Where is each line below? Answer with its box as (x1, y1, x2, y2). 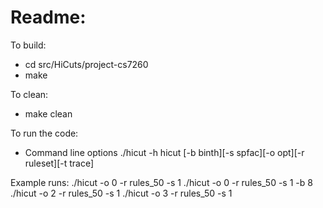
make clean (24, 107, 73, 120)
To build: (10, 39, 47, 51)
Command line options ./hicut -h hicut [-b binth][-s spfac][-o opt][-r (24, 146, 305, 158)
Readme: (10, 6, 87, 29)
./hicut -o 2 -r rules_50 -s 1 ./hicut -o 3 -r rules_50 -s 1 (10, 187, 233, 199)
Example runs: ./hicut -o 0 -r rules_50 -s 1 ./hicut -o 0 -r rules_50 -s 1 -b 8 (10, 176, 313, 188)
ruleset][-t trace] (24, 157, 95, 169)
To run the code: (10, 127, 79, 139)
